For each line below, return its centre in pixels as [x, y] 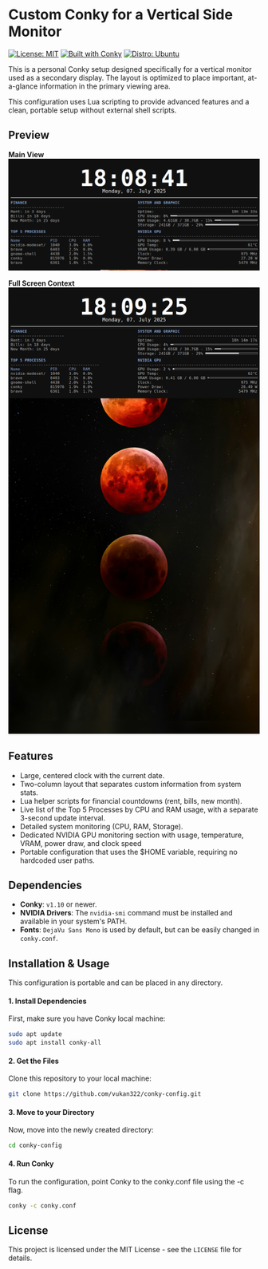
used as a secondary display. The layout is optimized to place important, [127, 77]
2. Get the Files [34, 1061]
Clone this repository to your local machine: [80, 1078]
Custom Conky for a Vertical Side [121, 15]
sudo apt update [35, 1034]
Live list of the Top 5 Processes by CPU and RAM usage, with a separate [139, 809]
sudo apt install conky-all [55, 1043]
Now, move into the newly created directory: [81, 1130]
